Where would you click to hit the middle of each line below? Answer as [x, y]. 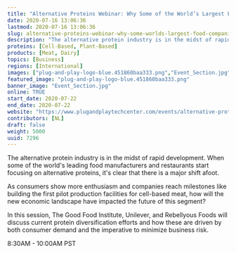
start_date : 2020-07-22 [42, 99]
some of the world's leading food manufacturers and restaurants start [108, 165]
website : [20, 112]
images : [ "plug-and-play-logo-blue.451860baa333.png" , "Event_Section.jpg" [119, 72]
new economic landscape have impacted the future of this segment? [106, 202]
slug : [15, 33]
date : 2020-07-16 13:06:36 [47, 20]
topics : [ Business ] [36, 60]
